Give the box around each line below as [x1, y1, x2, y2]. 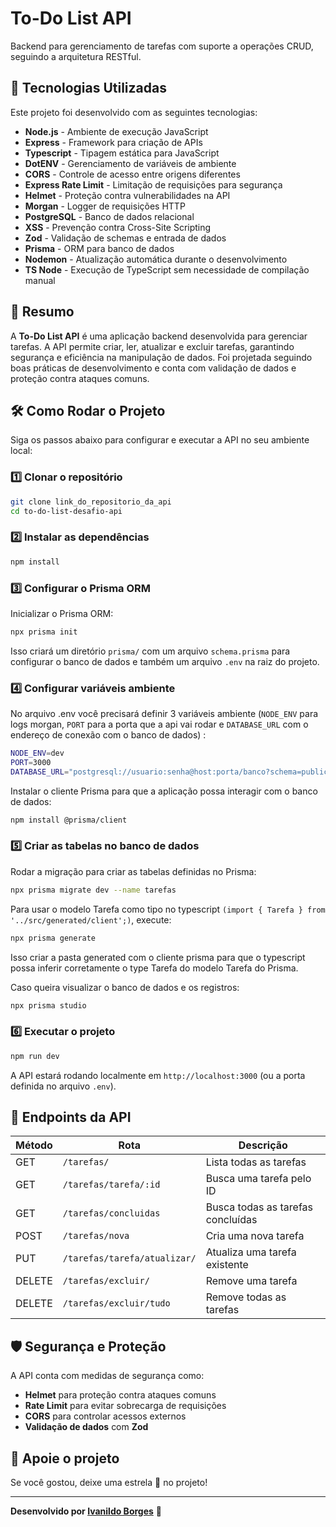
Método [15, 1138, 53, 1152]
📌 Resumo [10, 303, 75, 321]
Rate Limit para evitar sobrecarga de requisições [24, 1400, 227, 1412]
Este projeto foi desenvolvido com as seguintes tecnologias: [10, 106, 258, 118]
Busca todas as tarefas [205, 1200, 314, 1214]
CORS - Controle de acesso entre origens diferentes [24, 168, 241, 180]
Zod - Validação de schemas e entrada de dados [24, 232, 227, 244]
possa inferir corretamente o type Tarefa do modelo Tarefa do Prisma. [10, 962, 299, 974]
